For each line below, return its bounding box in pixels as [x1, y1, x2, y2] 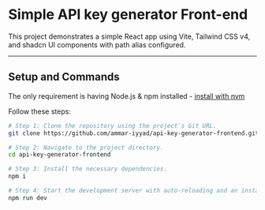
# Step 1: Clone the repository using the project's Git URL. [8, 122, 217, 129]
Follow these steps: [8, 107, 71, 116]
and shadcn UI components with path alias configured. [8, 39, 186, 49]
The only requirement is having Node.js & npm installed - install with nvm [8, 91, 245, 100]
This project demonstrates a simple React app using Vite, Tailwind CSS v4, [8, 32, 251, 41]
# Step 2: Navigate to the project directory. [8, 144, 164, 152]
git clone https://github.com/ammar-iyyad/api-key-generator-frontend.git [8, 129, 259, 137]
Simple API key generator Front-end [8, 6, 248, 24]
